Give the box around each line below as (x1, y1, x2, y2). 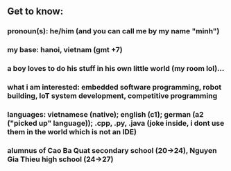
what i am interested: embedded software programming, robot (7, 83, 222, 92)
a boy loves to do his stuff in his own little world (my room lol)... (7, 64, 225, 74)
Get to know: (7, 6, 64, 17)
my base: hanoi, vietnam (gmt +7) (7, 45, 123, 55)
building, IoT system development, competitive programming (7, 91, 217, 101)
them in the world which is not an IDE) (7, 127, 137, 136)
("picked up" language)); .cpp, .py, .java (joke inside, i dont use (7, 118, 225, 128)
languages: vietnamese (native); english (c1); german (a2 (7, 110, 204, 119)
